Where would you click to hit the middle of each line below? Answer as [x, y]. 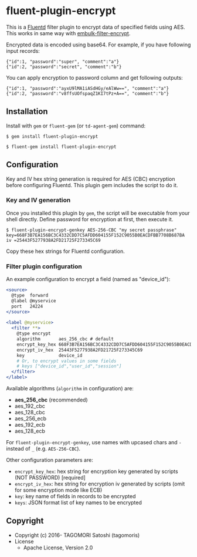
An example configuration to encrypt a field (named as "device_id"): [88, 279]
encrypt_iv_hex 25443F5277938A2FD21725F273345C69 [80, 350]
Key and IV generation [38, 200]
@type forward [30, 296]
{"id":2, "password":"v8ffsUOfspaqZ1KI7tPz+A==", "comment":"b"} [87, 93]
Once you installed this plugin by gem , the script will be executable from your [98, 213]
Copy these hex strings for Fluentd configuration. [65, 251]
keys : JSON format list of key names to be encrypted [78, 502]
